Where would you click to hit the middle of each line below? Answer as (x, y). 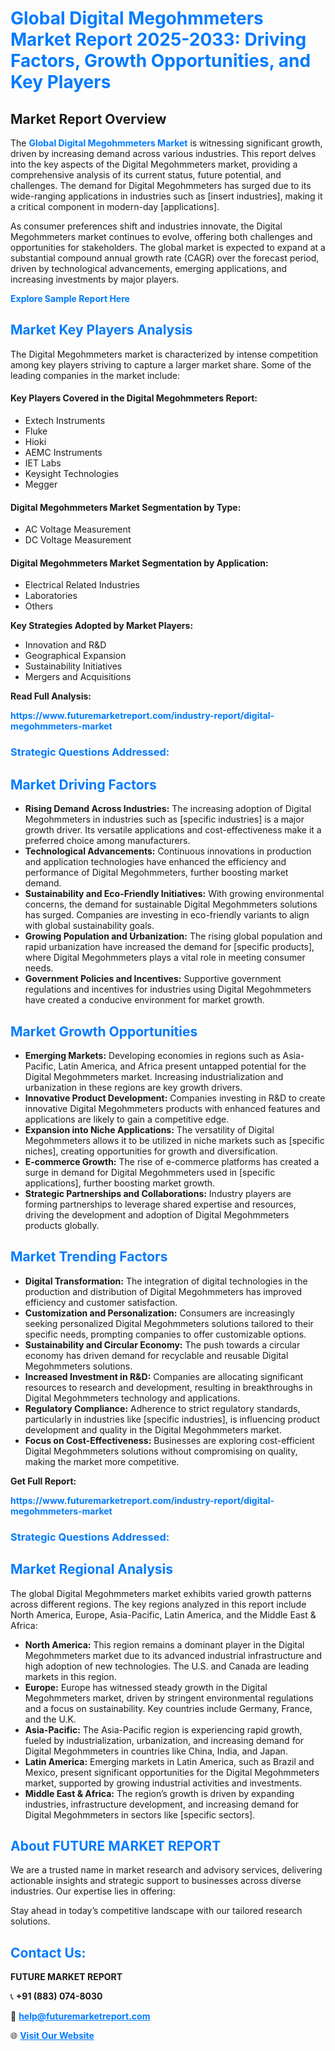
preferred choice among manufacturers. (107, 841)
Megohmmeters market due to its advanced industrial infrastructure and (173, 1655)
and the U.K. (50, 1719)
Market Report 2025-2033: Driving (158, 39)
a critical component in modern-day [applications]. (115, 206)
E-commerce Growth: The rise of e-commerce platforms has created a (172, 1161)
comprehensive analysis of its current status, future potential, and (146, 175)
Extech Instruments (65, 421)
